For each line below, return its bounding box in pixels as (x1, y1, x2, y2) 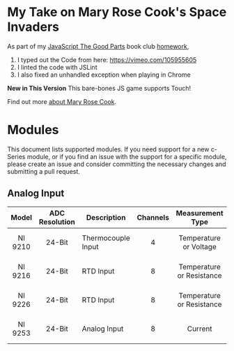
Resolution (38, 217, 75, 227)
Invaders (7, 19, 59, 35)
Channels (136, 212, 169, 222)
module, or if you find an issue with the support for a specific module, (26, 152, 227, 160)
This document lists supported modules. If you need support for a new (7, 144, 210, 154)
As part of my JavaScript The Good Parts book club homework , (7, 42, 189, 50)
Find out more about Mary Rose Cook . (7, 97, 117, 105)
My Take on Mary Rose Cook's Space (7, 4, 227, 20)
